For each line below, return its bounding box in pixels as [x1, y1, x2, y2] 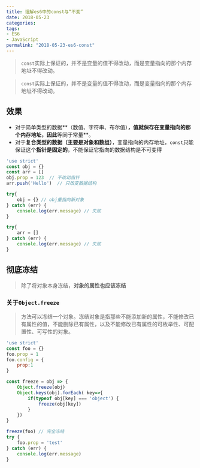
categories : [6, 20, 36, 26]
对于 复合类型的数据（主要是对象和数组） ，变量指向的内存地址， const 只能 [14, 139, 194, 146]
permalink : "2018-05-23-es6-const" [6, 43, 95, 49]
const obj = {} [6, 163, 44, 170]
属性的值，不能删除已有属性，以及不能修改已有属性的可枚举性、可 [26, 320, 189, 328]
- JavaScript [6, 37, 39, 43]
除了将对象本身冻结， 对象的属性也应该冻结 [20, 281, 126, 289]
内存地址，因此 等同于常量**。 [20, 131, 94, 138]
